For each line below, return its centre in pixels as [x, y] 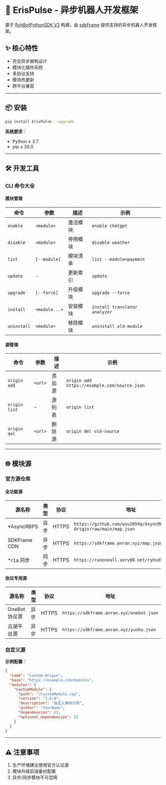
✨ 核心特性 [22, 48]
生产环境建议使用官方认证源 [41, 765]
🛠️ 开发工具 [22, 168]
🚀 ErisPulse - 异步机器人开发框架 [72, 10]
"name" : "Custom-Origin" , [36, 676]
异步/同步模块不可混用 [35, 778]
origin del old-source [93, 431]
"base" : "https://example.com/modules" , [52, 680]
